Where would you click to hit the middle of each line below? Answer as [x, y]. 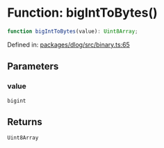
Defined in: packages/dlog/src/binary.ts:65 [68, 44]
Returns [25, 122]
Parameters [33, 66]
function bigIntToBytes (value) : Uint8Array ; [73, 31]
